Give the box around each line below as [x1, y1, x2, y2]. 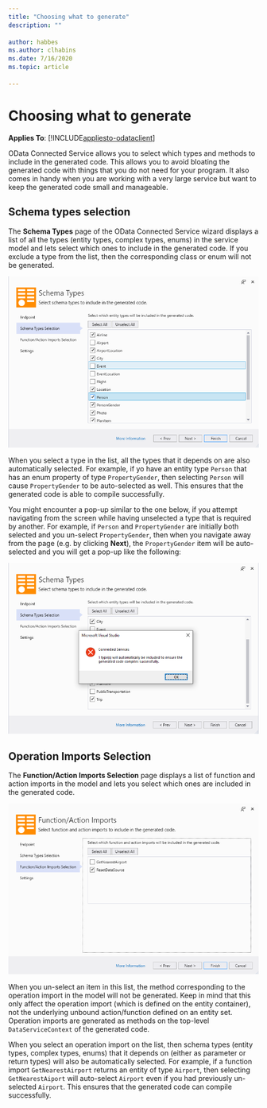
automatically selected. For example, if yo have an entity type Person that [8, 464, 247, 474]
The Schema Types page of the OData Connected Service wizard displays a [8, 227, 259, 236]
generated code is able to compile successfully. [8, 490, 165, 499]
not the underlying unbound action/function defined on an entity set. [8, 1008, 233, 1017]
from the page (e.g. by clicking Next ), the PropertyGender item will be [8, 539, 234, 548]
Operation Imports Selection [8, 750, 152, 763]
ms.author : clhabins [8, 46, 77, 55]
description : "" [8, 21, 62, 29]
